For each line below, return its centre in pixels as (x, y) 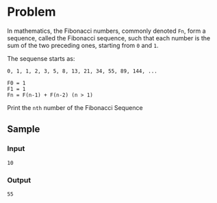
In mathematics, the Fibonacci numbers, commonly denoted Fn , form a (107, 31)
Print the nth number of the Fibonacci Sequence (75, 107)
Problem (31, 12)
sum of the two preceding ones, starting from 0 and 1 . (83, 45)
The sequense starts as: (41, 58)
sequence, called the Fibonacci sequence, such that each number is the (109, 38)
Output (19, 180)
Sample (24, 130)
